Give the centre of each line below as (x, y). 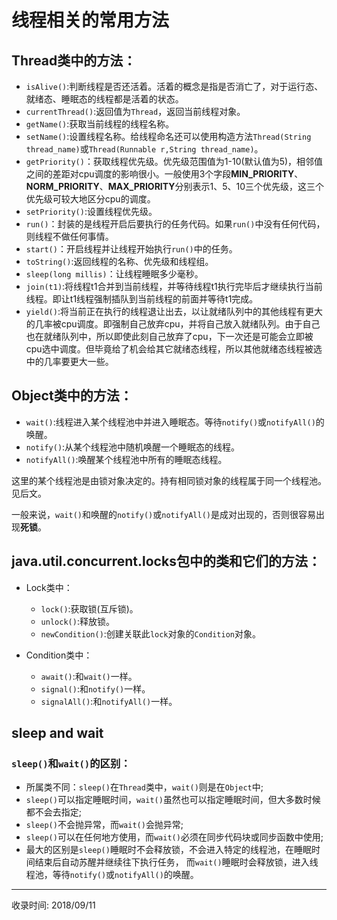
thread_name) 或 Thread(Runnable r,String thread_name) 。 (144, 149)
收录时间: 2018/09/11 (53, 905)
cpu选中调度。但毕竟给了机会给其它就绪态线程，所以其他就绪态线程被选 (174, 349)
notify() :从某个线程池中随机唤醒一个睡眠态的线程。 (133, 447)
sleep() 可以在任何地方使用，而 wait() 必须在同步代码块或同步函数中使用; (174, 837)
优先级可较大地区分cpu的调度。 (90, 199)
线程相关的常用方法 (90, 20)
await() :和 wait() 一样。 (89, 676)
